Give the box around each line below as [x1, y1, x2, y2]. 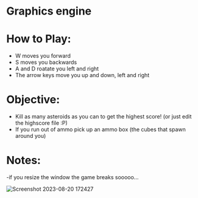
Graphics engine [6, 4, 92, 18]
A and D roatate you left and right [15, 65, 99, 72]
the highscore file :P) [15, 120, 68, 127]
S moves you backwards [15, 59, 77, 66]
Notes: [6, 154, 41, 168]
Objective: [6, 93, 60, 107]
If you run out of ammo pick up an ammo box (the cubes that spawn [15, 126, 186, 133]
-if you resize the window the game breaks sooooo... [6, 174, 139, 180]
